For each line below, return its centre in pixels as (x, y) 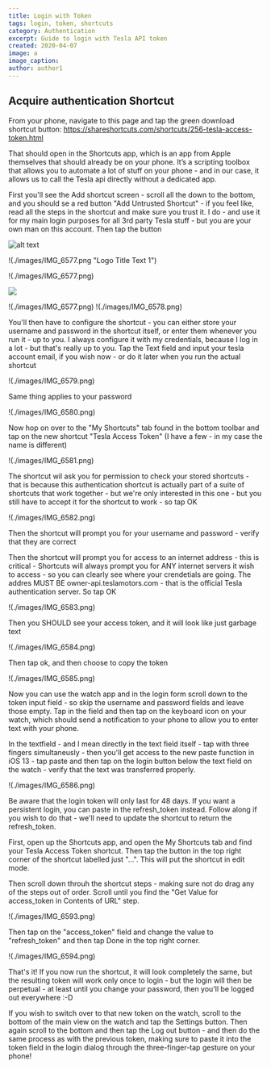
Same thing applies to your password (70, 396)
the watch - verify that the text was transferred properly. (102, 769)
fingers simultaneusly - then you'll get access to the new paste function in (131, 752)
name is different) (38, 445)
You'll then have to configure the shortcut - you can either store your (123, 322)
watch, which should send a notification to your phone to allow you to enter (133, 720)
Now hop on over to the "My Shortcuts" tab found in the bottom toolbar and (134, 428)
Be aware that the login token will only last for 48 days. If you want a (122, 800)
